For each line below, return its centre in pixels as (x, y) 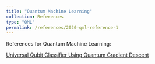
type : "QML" (20, 22)
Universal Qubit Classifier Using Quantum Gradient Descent (78, 55)
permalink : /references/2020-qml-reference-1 (62, 27)
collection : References (35, 17)
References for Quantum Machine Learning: (59, 44)
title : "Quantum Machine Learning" (49, 11)
